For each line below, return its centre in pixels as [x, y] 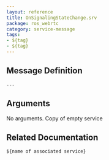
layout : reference [30, 12]
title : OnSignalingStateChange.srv [52, 18]
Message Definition [44, 71]
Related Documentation [52, 137]
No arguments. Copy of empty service [55, 118]
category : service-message [41, 29]
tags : [13, 35]
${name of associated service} [46, 151]
